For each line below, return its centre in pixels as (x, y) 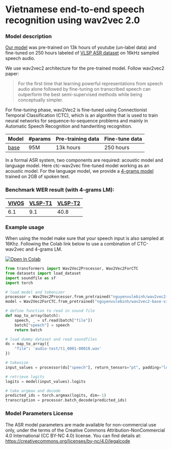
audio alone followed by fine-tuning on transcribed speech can (84, 89)
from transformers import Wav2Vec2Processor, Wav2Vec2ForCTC (72, 269)
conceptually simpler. (40, 100)
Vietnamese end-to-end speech (75, 9)
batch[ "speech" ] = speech (42, 325)
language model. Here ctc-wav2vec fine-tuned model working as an (77, 166)
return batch (28, 330)
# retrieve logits (25, 377)
